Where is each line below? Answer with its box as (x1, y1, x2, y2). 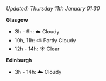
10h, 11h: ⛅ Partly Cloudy (14, 37, 76, 43)
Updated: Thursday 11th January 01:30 (6, 5, 100, 12)
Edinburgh (6, 57, 32, 63)
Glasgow (6, 16, 28, 23)
